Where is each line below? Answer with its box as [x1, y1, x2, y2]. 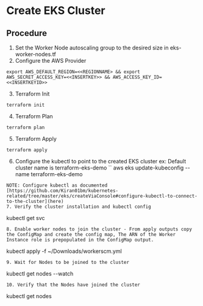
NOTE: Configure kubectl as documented [6, 182, 108, 188]
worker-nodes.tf [15, 51, 56, 58]
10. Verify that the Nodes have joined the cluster [6, 282, 140, 288]
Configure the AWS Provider [15, 57, 87, 64]
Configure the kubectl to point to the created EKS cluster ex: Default [15, 158, 187, 165]
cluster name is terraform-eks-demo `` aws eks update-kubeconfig [15, 164, 184, 171]
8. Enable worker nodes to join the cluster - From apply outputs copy [6, 226, 192, 232]
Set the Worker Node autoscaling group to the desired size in [15, 44, 169, 51]
